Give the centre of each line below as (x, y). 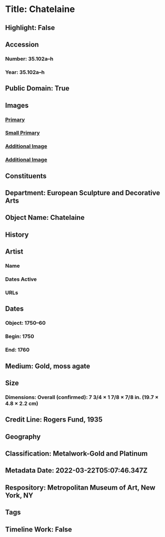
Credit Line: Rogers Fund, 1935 (54, 420)
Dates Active (21, 279)
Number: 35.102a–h (29, 58)
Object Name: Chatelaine (45, 218)
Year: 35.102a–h (25, 72)
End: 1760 (17, 350)
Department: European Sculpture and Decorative (83, 193)
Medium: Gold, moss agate (48, 366)
